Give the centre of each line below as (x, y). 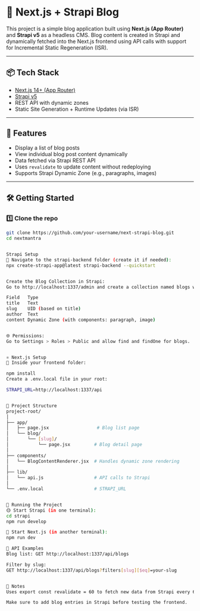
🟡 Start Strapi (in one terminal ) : (51, 510)
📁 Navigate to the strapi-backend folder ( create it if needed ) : (89, 260)
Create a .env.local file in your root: (57, 379)
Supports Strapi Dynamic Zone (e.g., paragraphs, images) (85, 173)
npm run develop (26, 521)
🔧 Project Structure (32, 406)
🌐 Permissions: (25, 336)
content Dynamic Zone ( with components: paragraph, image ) (81, 320)
